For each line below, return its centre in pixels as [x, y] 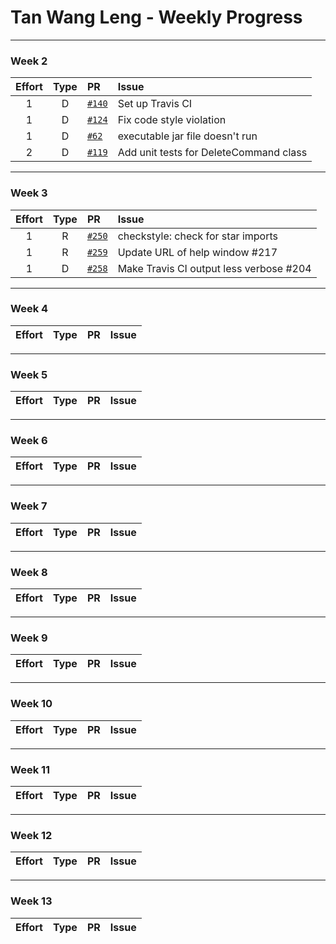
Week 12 [31, 835]
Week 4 [29, 309]
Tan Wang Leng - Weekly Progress [156, 17]
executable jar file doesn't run [187, 136]
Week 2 [29, 61]
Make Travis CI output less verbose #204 [214, 268]
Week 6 [29, 441]
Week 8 [29, 572]
